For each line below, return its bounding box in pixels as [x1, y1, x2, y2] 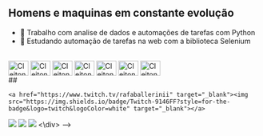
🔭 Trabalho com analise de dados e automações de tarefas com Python [19, 27, 256, 37]
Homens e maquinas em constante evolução [8, 6, 234, 20]
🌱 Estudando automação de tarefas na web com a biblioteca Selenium [19, 36, 251, 46]
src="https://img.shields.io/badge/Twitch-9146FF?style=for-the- [8, 98, 230, 106]
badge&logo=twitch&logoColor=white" [8, 104, 130, 113]
